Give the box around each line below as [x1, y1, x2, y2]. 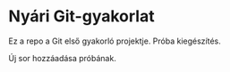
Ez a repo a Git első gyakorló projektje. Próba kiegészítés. [8, 36, 221, 46]
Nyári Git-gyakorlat [8, 6, 155, 27]
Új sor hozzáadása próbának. [8, 52, 117, 63]
